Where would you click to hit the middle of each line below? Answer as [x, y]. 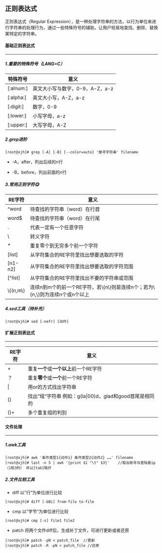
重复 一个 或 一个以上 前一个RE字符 [65, 369]
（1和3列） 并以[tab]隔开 [28, 468]
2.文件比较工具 [20, 479]
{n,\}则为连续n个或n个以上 [60, 294]
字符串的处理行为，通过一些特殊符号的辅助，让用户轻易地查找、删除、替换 [83, 27]
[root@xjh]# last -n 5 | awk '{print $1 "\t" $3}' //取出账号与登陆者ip [81, 463]
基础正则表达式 [20, 46]
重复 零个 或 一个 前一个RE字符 [60, 378]
